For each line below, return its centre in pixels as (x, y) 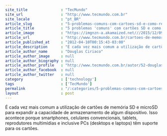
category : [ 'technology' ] (51, 79)
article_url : (34, 38)
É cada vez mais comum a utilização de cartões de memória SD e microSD (82, 107)
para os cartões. (22, 129)
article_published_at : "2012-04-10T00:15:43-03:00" (65, 42)
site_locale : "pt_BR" (43, 19)
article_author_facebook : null (40, 70)
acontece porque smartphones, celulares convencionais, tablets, (72, 118)
